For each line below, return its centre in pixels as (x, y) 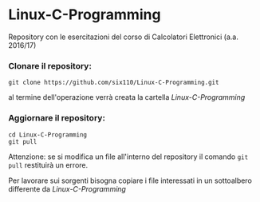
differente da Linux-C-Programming (67, 188)
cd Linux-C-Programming (48, 135)
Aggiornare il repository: (57, 118)
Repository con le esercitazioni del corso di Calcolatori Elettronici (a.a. (124, 37)
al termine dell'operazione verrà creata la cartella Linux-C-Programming (127, 97)
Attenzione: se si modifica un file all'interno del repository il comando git (128, 156)
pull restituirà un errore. (48, 164)
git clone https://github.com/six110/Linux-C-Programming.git (114, 83)
